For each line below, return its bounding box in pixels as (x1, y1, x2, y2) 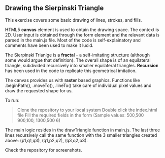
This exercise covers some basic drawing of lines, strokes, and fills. (5, 17, 142, 23)
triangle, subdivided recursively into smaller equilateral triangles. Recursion (5, 62, 159, 68)
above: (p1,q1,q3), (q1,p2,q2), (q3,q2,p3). (5, 137, 88, 143)
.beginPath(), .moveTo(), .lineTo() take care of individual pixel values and (5, 82, 152, 88)
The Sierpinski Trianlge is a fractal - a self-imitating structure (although (5, 52, 150, 58)
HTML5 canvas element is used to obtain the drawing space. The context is (5, 27, 159, 33)
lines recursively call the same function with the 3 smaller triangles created (5, 132, 157, 138)
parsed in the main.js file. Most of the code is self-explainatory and (5, 37, 141, 43)
